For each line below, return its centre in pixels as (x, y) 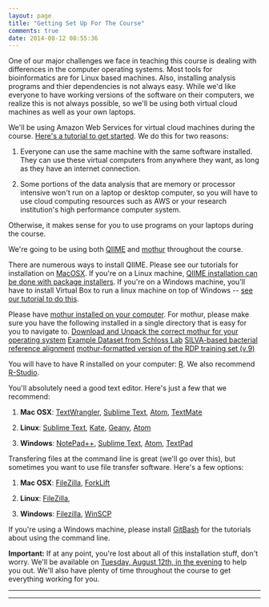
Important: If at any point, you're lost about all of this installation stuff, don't (133, 553)
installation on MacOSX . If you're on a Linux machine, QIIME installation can (133, 273)
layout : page (30, 16)
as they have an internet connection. (80, 168)
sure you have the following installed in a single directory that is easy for (127, 323)
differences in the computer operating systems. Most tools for (110, 70)
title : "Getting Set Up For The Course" (77, 23)
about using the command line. (59, 538)
